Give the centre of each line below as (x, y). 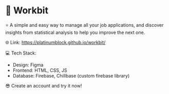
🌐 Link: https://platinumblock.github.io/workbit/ (55, 42)
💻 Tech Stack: (21, 53)
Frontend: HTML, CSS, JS (40, 70)
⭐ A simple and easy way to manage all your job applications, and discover (85, 25)
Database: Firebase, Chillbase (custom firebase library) (71, 76)
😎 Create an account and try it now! (44, 86)
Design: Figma (28, 65)
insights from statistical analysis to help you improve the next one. (75, 32)
